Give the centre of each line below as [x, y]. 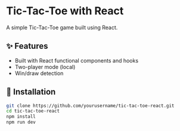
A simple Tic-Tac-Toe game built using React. [62, 27]
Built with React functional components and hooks [77, 60]
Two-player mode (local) [45, 67]
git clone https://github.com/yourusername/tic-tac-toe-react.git [90, 105]
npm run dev [21, 122]
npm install [21, 117]
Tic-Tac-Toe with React [65, 11]
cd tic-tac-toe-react [33, 111]
